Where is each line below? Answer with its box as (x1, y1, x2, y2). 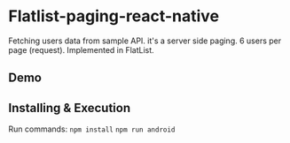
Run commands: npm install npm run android (8, 124, 176, 134)
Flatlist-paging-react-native (8, 6, 219, 26)
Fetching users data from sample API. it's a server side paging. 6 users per (8, 35, 281, 46)
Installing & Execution (8, 100, 130, 116)
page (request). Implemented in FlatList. (8, 44, 154, 55)
